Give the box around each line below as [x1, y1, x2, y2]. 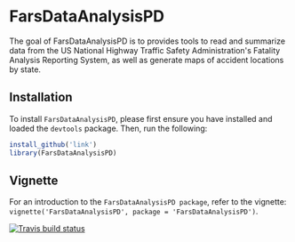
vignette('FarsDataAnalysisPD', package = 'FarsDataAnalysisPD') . [9, 206, 259, 217]
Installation [9, 90, 73, 105]
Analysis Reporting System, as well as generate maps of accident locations [9, 54, 284, 65]
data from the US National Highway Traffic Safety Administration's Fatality [9, 44, 281, 55]
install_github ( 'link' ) [9, 140, 98, 149]
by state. [9, 64, 42, 75]
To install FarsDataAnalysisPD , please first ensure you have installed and [9, 113, 273, 124]
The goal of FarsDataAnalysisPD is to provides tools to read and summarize [9, 36, 286, 46]
